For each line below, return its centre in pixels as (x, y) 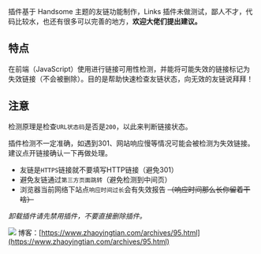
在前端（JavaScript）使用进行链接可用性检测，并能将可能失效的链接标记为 (129, 68)
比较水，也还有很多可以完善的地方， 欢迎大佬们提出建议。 (108, 21)
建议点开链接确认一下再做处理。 (60, 153)
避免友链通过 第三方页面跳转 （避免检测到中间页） (95, 179)
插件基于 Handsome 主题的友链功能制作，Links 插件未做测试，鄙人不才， (127, 11)
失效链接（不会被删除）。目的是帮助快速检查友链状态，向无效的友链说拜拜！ (131, 79)
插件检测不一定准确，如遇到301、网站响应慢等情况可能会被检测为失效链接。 (131, 143)
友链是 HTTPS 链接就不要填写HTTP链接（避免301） (99, 169)
